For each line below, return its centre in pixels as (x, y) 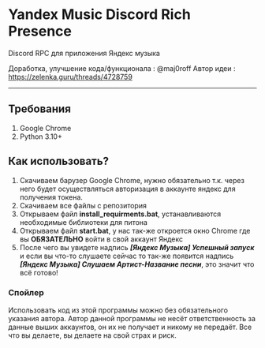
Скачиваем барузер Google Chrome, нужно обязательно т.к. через (132, 180)
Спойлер (26, 293)
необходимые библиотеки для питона (84, 222)
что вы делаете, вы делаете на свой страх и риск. (93, 335)
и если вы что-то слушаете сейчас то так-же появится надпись (127, 256)
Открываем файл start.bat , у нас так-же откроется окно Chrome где (135, 230)
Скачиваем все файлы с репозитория (83, 205)
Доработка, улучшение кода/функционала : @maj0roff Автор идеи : (122, 68)
